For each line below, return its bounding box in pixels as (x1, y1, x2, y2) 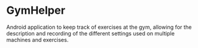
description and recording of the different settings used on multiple (6, 29, 175, 37)
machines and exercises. (6, 36, 69, 43)
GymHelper (6, 4, 66, 17)
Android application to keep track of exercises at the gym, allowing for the (6, 23, 192, 31)
